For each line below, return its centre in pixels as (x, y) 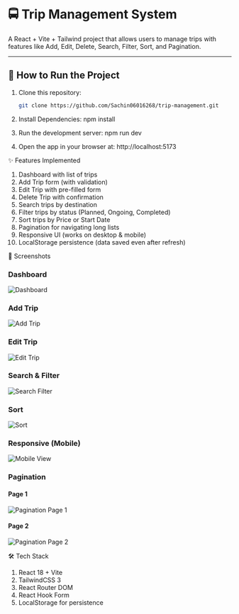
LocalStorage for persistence (61, 602)
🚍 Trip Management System (93, 15)
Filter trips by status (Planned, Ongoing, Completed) (94, 212)
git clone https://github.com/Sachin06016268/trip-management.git (118, 105)
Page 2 (18, 526)
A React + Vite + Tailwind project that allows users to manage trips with (112, 39)
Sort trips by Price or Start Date (64, 219)
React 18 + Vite (40, 572)
